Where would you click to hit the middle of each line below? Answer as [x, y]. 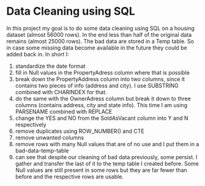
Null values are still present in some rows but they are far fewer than [101, 170]
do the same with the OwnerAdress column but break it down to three [103, 99]
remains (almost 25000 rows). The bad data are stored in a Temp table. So [100, 41]
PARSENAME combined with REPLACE [64, 111]
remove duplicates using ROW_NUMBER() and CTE [80, 131]
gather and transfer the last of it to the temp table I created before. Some [107, 163]
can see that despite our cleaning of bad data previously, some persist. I [106, 157]
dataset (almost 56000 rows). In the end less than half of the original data [99, 34]
